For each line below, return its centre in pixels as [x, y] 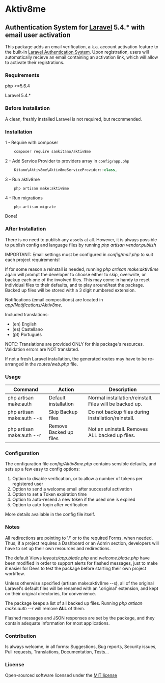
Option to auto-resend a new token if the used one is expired [74, 500]
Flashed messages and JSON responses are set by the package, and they [80, 618]
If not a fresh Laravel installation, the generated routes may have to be [76, 358]
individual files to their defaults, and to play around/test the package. [75, 285]
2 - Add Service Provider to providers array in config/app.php [67, 161]
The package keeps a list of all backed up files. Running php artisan [74, 603]
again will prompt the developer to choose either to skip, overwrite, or [76, 274]
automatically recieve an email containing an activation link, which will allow [82, 57]
